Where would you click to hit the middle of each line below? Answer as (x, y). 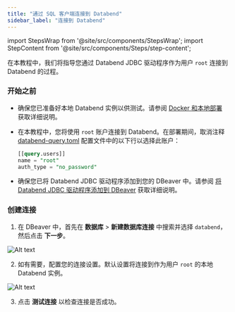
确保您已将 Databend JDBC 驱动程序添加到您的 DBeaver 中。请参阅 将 (120, 181)
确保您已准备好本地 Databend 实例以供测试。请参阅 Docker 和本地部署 (120, 108)
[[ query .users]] (41, 154)
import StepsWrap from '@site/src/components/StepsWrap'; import (105, 40)
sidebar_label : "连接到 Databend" (56, 20)
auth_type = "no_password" (57, 167)
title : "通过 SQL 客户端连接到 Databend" (65, 14)
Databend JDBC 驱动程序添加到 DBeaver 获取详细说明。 (99, 190)
